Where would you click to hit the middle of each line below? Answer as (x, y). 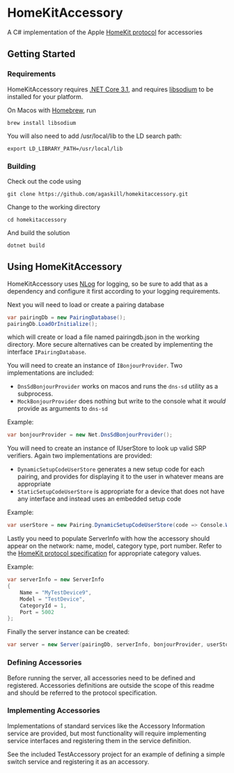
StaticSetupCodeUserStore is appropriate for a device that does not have (121, 491)
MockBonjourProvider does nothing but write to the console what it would (122, 401)
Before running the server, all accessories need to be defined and (101, 677)
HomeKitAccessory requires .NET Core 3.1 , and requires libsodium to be (110, 89)
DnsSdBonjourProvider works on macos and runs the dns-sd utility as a (117, 386)
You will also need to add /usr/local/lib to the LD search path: (95, 136)
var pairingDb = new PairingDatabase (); (67, 317)
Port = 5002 (37, 612)
